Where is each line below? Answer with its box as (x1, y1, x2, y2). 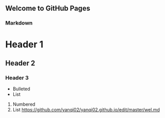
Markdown (5, 19, 33, 27)
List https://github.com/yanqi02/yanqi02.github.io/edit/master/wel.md (12, 107, 160, 113)
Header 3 (5, 74, 29, 81)
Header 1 (5, 38, 43, 50)
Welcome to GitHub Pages (5, 4, 90, 13)
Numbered (12, 101, 36, 107)
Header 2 (5, 58, 36, 67)
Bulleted (12, 86, 31, 92)
